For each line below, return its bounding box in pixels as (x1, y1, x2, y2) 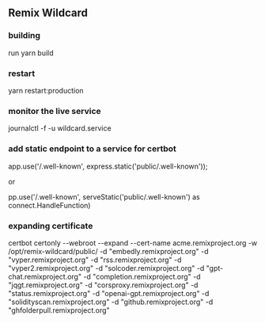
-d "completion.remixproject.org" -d (82, 272, 201, 281)
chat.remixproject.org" (8, 272, 81, 281)
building (8, 30, 41, 41)
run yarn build (8, 47, 54, 58)
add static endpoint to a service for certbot (8, 143, 176, 154)
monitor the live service (8, 105, 101, 116)
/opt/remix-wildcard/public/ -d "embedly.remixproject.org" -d (8, 246, 209, 256)
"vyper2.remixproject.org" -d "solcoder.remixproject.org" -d (8, 263, 205, 272)
